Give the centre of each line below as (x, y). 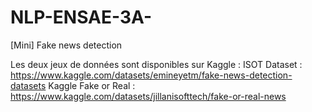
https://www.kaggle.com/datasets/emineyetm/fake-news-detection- (151, 75)
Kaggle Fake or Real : (92, 85)
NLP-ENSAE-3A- (81, 17)
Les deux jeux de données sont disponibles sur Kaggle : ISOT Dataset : (156, 64)
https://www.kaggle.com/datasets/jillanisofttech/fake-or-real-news (148, 96)
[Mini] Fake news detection (66, 45)
